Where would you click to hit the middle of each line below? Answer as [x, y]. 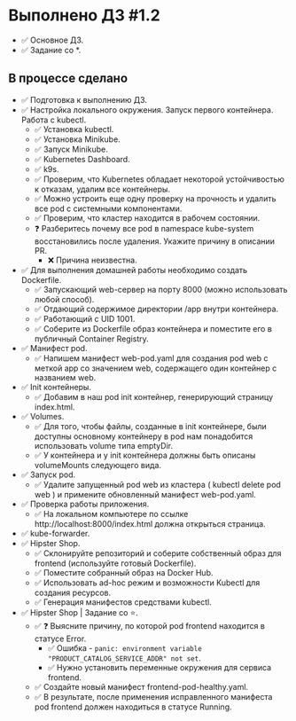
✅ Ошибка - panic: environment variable [125, 647]
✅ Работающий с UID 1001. [85, 318]
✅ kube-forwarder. [55, 533]
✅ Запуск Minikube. [71, 149]
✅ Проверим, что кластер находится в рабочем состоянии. [147, 217]
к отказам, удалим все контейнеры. [102, 189]
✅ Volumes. [43, 416]
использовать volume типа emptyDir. [104, 445]
